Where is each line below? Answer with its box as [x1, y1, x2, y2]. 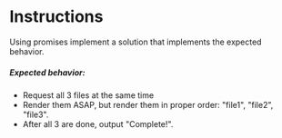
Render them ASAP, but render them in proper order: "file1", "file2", [22, 99, 274, 110]
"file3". [22, 109, 49, 120]
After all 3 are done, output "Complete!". [22, 118, 174, 129]
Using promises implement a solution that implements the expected [9, 36, 262, 47]
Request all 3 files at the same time [22, 89, 155, 101]
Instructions [9, 6, 104, 27]
